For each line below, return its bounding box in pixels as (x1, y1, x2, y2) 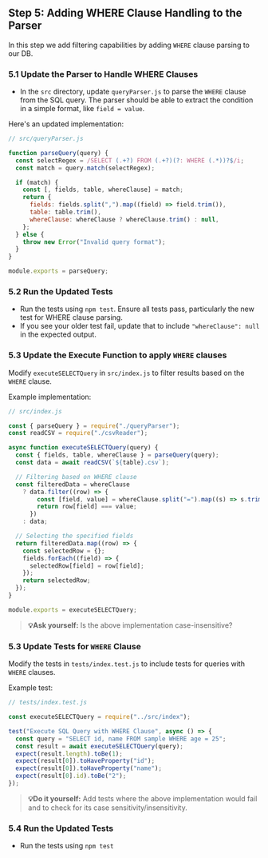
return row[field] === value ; (37, 503, 137, 511)
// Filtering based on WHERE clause (15, 473, 137, 481)
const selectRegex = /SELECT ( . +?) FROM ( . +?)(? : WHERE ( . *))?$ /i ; (15, 156, 245, 165)
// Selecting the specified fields (15, 532, 134, 541)
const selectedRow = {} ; (22, 547, 105, 555)
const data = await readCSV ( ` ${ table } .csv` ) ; (15, 459, 170, 467)
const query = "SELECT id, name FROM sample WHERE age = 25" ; (15, 735, 227, 743)
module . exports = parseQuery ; (8, 267, 109, 275)
